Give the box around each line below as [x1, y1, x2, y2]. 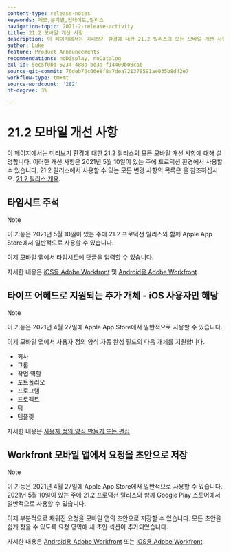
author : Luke [7, 42, 45, 49]
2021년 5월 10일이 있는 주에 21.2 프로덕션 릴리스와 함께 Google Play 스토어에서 [7, 491, 221, 499]
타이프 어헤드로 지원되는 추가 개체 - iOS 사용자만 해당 [7, 290, 219, 302]
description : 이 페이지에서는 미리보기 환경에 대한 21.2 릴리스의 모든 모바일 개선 [7, 36, 214, 43]
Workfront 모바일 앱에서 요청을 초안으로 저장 [7, 449, 188, 461]
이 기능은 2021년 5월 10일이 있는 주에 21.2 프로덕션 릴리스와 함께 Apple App [7, 229, 213, 238]
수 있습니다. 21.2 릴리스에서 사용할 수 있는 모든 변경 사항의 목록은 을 [7, 166, 189, 174]
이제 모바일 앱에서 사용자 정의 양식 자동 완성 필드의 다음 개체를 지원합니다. [7, 337, 205, 345]
